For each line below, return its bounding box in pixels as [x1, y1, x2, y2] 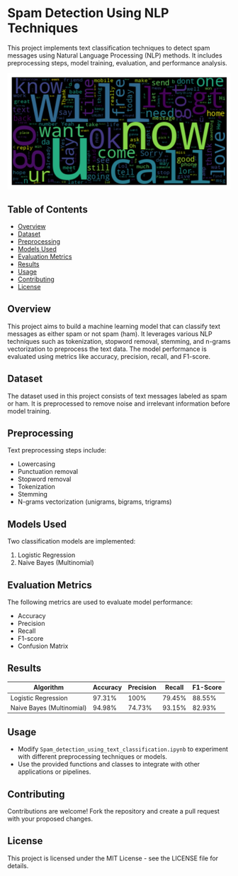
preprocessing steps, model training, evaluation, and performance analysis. [7, 58, 228, 67]
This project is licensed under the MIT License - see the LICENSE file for [7, 854, 218, 863]
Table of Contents [7, 203, 89, 215]
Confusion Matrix [17, 642, 69, 651]
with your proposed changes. [7, 815, 93, 823]
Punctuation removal [17, 467, 79, 476]
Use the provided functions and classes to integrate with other [17, 760, 200, 769]
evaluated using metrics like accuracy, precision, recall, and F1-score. [7, 352, 211, 360]
